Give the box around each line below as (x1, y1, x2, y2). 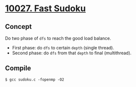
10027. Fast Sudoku (5, 3, 86, 14)
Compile (5, 64, 31, 72)
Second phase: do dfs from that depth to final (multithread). (12, 50, 132, 56)
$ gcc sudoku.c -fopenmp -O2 (5, 77, 64, 82)
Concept (5, 22, 32, 31)
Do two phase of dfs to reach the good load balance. (5, 35, 111, 41)
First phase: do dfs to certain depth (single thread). (12, 45, 115, 50)
